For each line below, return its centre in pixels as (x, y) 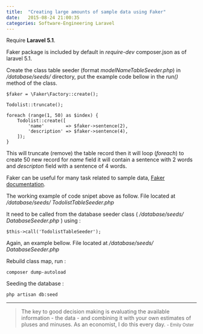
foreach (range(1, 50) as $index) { (52, 116)
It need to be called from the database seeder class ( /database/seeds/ (95, 214)
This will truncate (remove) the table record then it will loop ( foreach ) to (95, 153)
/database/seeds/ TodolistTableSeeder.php (60, 202)
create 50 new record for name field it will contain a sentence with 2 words (100, 160)
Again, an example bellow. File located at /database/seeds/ (80, 243)
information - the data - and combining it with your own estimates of (106, 318)
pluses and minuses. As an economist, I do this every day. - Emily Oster (108, 324)
